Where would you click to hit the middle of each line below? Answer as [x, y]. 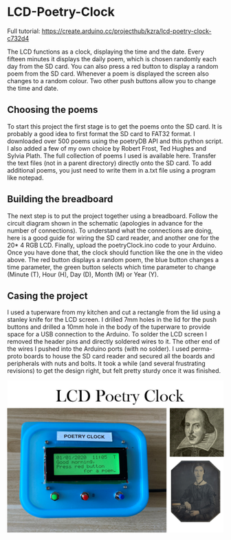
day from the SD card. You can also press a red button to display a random [113, 66]
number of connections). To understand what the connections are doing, [110, 230]
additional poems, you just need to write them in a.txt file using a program [111, 170]
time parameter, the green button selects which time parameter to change [112, 267]
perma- [202, 349]
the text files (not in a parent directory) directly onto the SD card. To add [109, 163]
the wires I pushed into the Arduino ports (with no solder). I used [99, 349]
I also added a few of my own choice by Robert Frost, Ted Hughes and [107, 148]
